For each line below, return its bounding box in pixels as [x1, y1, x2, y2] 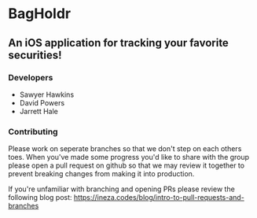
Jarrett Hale [19, 106, 59, 116]
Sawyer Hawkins [19, 90, 75, 99]
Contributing [8, 126, 58, 137]
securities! [8, 48, 62, 61]
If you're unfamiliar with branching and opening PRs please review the [8, 184, 236, 194]
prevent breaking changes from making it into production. [8, 169, 195, 179]
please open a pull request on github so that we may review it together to [8, 161, 245, 170]
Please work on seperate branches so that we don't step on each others [8, 144, 242, 153]
